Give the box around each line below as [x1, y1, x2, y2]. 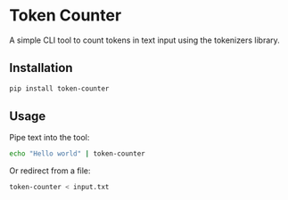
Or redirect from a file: [9, 165, 91, 176]
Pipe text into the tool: [9, 132, 90, 143]
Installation [9, 60, 73, 76]
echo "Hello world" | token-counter [9, 149, 145, 158]
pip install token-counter [9, 84, 110, 93]
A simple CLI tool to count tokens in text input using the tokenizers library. [9, 35, 281, 45]
